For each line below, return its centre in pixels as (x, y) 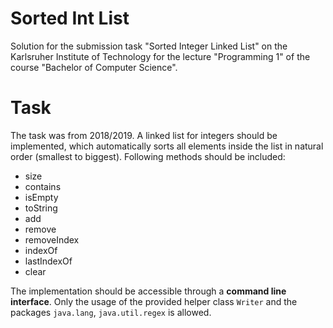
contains (43, 186)
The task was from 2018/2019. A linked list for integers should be (144, 135)
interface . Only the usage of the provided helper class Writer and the (154, 301)
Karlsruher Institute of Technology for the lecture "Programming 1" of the (160, 56)
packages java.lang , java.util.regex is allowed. (111, 312)
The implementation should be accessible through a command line (148, 291)
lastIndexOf (48, 261)
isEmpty (41, 197)
